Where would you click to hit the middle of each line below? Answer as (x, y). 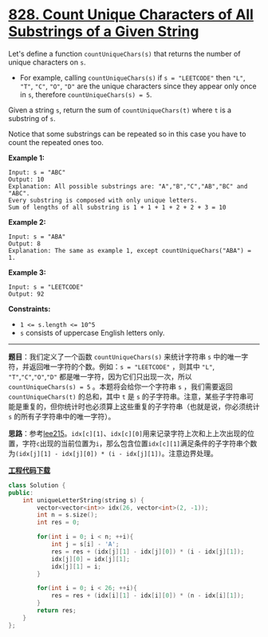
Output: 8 (25, 244)
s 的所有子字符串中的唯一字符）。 (62, 416)
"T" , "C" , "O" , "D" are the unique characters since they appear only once (138, 86)
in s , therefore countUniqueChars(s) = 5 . (86, 94)
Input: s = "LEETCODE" (46, 287)
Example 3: (27, 272)
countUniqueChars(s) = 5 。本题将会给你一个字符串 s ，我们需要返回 (120, 386)
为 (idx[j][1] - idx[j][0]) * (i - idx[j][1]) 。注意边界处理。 (113, 453)
